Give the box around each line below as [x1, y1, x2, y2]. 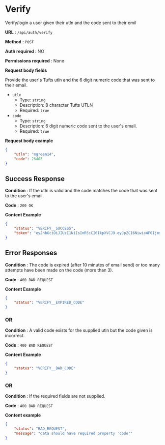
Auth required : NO [5, 48, 45, 54]
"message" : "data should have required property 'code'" [14, 431, 133, 436]
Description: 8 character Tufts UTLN [19, 102, 93, 108]
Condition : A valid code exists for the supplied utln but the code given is [5, 327, 153, 333]
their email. [5, 82, 28, 88]
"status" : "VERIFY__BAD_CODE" [14, 366, 76, 371]
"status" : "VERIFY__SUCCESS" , [14, 226, 76, 231]
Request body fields [5, 67, 47, 73]
